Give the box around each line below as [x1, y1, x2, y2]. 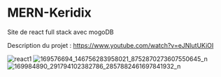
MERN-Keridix [7, 5, 92, 21]
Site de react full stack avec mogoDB [7, 28, 114, 36]
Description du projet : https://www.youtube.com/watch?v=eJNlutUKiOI [7, 41, 214, 49]
